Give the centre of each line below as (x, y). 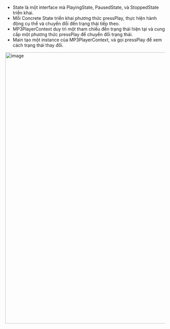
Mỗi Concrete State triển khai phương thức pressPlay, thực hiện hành (85, 18)
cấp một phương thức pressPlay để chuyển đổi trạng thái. (73, 34)
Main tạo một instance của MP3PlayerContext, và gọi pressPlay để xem (87, 40)
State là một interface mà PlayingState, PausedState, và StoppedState (86, 7)
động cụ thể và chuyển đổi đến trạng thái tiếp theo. (66, 23)
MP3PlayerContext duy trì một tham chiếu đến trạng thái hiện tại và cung (89, 29)
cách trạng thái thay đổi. (38, 45)
